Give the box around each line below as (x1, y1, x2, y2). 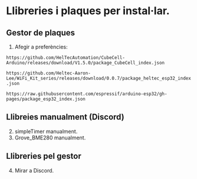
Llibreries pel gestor (6, 151, 81, 161)
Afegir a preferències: (14, 43, 68, 50)
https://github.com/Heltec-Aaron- (6, 70, 91, 76)
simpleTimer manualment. (14, 128, 78, 135)
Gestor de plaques (6, 28, 75, 38)
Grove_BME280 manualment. (14, 134, 86, 141)
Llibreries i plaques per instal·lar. (6, 4, 170, 18)
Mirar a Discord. (14, 167, 54, 174)
